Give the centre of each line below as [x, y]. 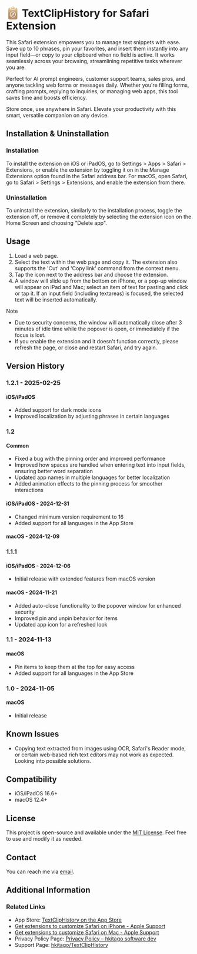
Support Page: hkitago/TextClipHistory [61, 945]
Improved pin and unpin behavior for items [66, 618]
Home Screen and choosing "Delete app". [57, 223]
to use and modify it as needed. [44, 839]
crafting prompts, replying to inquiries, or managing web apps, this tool [92, 91]
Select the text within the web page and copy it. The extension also [96, 262]
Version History [35, 366]
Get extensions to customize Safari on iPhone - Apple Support [90, 926]
